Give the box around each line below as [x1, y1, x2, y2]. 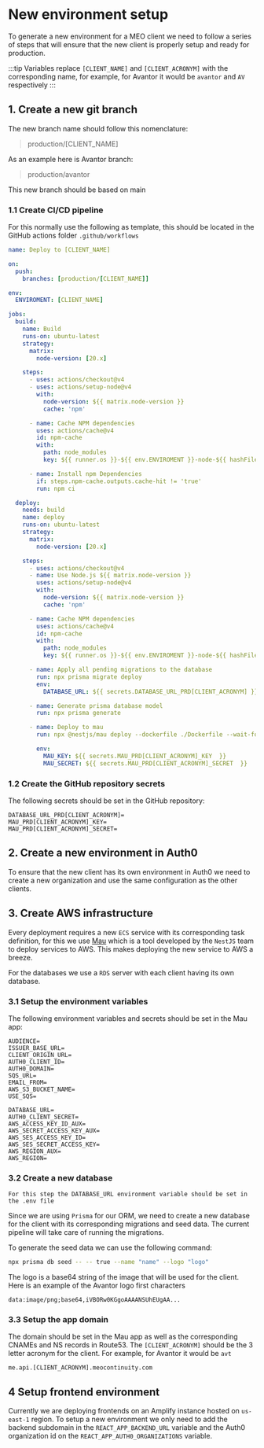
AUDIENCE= [8, 1037, 41, 1045]
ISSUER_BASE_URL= [8, 1044, 65, 1052]
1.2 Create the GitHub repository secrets [8, 778, 166, 789]
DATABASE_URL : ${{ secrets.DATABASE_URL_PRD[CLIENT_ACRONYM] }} [42, 687, 258, 695]
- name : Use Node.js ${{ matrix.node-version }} [28, 572, 192, 580]
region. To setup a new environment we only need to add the [31, 1414, 228, 1424]
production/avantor [27, 169, 90, 179]
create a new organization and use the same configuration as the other [8, 875, 238, 885]
